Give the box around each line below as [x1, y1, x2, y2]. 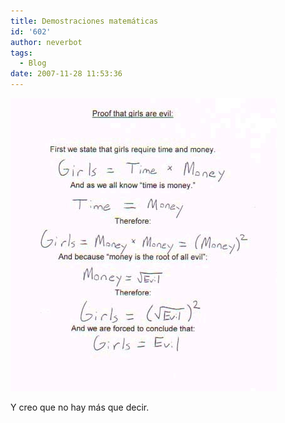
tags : [10, 48, 33, 58]
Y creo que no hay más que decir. [10, 401, 150, 413]
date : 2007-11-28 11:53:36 [10, 69, 123, 79]
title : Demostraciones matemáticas [10, 16, 159, 26]
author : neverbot [10, 37, 83, 47]
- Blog [19, 58, 47, 69]
